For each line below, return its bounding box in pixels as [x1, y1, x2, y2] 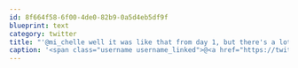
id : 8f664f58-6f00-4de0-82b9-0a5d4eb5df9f [9, 12, 169, 22]
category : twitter [9, 29, 77, 38]
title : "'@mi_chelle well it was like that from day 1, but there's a [9, 37, 276, 47]
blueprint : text [9, 21, 69, 30]
